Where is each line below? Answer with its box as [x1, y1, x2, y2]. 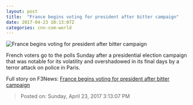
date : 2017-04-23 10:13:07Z [6, 19, 75, 25]
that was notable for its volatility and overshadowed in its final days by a [6, 58, 180, 65]
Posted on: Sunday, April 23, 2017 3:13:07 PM [20, 93, 130, 100]
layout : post [6, 8, 38, 15]
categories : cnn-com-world [6, 24, 72, 31]
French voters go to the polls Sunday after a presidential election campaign [6, 52, 187, 59]
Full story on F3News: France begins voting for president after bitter [6, 75, 170, 82]
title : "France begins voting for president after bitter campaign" [6, 14, 180, 20]
